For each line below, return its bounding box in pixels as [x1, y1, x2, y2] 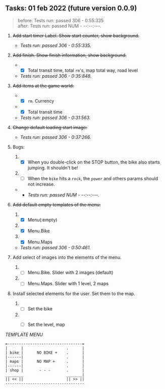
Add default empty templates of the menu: [12, 202, 101, 208]
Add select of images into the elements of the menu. [12, 254, 122, 260]
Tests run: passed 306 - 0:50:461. [20, 245, 91, 251]
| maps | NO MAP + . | [5, 359, 85, 364]
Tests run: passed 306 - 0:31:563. [20, 115, 91, 121]
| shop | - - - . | [5, 368, 85, 373]
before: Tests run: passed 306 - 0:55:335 [17, 17, 104, 23]
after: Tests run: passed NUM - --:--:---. [17, 23, 102, 29]
